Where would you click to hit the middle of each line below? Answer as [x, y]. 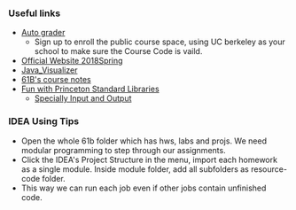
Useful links [35, 13]
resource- [269, 169]
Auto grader [43, 33]
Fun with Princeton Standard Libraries [90, 89]
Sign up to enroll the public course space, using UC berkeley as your [160, 42]
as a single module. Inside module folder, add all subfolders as [135, 169]
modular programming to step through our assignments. [124, 150]
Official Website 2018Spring [72, 61]
